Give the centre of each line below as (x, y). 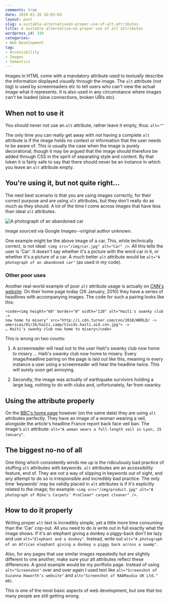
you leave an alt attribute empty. (40, 168)
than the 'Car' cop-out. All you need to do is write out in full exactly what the (84, 528)
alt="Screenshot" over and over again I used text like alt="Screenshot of (81, 570)
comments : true (21, 10)
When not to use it (35, 113)
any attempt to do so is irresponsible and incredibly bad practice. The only (82, 478)
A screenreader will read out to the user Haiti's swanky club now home (86, 348)
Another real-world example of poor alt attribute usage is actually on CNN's (84, 286)
